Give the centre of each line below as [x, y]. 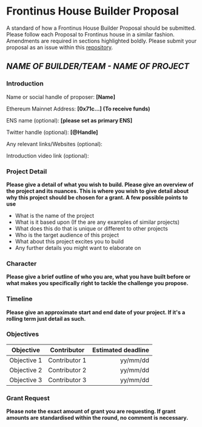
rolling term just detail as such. [46, 318]
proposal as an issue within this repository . [60, 47]
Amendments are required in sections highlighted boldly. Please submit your [102, 41]
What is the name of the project [55, 215]
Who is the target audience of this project [67, 235]
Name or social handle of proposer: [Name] [61, 97]
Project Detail [27, 171]
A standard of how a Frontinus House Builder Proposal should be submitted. [101, 28]
